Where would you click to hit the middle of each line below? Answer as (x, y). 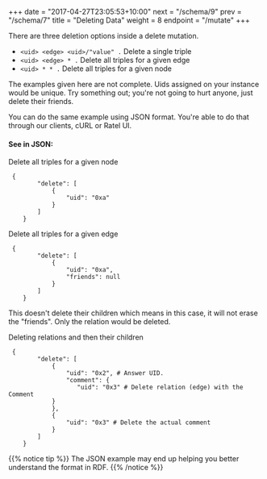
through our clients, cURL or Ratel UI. (70, 125)
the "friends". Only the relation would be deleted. (90, 322)
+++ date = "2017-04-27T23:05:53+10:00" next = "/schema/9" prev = (125, 12)
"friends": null (93, 277)
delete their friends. (41, 101)
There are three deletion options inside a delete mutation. (104, 36)
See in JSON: (31, 144)
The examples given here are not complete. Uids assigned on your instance (134, 84)
